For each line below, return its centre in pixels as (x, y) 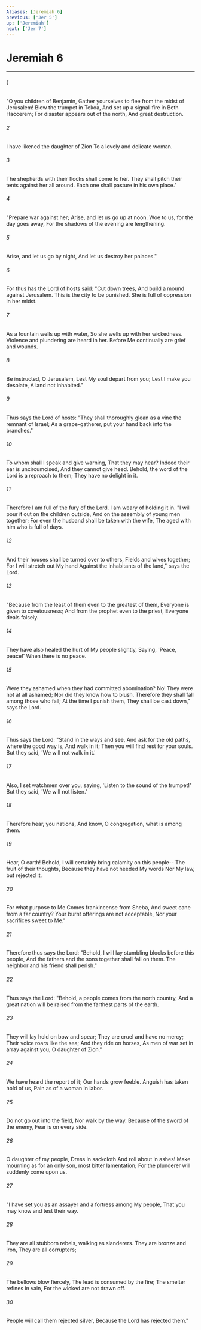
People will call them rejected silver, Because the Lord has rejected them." (98, 1321)
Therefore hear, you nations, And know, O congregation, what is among (94, 824)
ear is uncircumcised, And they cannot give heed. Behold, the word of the (97, 469)
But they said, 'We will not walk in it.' (51, 753)
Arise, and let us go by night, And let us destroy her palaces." (82, 257)
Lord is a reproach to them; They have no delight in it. (72, 476)
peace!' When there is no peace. (46, 656)
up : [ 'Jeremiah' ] (28, 23)
